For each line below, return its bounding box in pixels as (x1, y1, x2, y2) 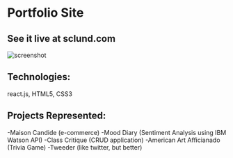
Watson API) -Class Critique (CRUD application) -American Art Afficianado (7, 136, 220, 144)
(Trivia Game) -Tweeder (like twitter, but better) (7, 143, 143, 151)
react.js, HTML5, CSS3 (7, 89, 73, 98)
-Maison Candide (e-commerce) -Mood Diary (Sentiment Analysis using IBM (7, 128, 227, 136)
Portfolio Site (7, 5, 84, 21)
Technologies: (7, 71, 71, 83)
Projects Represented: (7, 110, 106, 122)
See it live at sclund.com (7, 33, 116, 45)
